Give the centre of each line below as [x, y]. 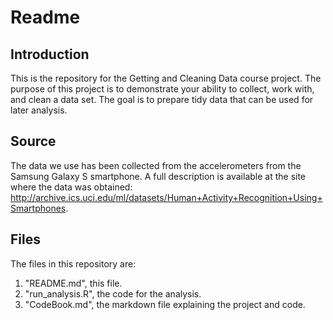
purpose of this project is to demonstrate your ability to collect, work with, [162, 89]
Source [33, 141]
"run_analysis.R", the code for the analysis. [113, 293]
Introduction [50, 54]
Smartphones [38, 208]
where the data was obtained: [71, 187]
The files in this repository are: [73, 263]
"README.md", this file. [73, 283]
